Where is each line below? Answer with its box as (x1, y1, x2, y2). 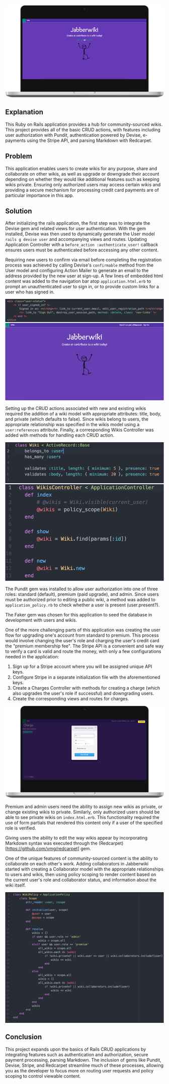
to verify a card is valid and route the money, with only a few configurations (5, 648, 161, 654)
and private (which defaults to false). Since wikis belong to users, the (5, 416, 148, 422)
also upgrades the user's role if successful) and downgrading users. (12, 690, 154, 696)
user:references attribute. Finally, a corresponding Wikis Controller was (5, 427, 154, 433)
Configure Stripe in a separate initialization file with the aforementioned (12, 674, 160, 681)
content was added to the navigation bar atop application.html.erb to (5, 278, 151, 284)
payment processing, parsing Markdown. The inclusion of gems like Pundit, (5, 1057, 162, 1063)
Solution (5, 207, 32, 216)
